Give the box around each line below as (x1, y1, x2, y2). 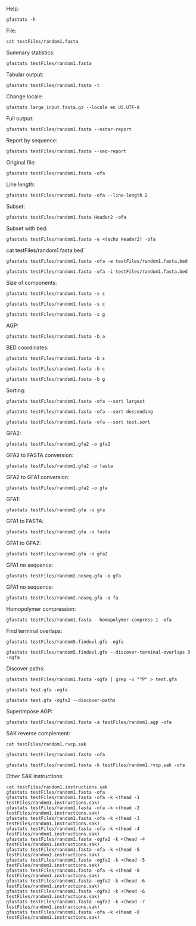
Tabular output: (6, 71, 43, 78)
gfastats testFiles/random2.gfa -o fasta (6, 529, 111, 535)
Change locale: (6, 93, 43, 100)
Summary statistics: (6, 49, 55, 56)
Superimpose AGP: (6, 708, 53, 714)
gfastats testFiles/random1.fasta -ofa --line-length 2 (6, 192, 148, 198)
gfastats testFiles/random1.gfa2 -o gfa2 (6, 441, 111, 447)
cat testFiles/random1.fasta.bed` (6, 247, 85, 254)
